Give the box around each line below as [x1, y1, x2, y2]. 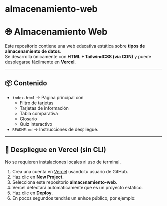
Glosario [19, 116, 37, 122]
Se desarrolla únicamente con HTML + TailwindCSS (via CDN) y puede [5, 54, 152, 60]
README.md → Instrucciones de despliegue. [12, 126, 98, 132]
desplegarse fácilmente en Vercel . [5, 59, 76, 65]
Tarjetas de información [19, 105, 69, 111]
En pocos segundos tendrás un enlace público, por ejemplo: [12, 195, 136, 201]
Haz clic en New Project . [12, 174, 64, 180]
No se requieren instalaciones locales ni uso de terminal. [5, 159, 121, 165]
